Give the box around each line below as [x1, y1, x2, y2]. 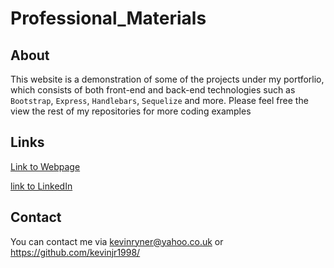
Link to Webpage [10, 160, 81, 172]
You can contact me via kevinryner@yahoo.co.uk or [10, 235, 224, 247]
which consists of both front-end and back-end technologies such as [10, 84, 296, 96]
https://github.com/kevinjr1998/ [10, 246, 141, 258]
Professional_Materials [10, 7, 207, 30]
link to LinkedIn [10, 180, 73, 192]
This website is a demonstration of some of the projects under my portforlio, [10, 73, 325, 85]
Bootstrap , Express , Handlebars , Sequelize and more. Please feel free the [10, 95, 309, 106]
